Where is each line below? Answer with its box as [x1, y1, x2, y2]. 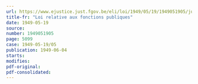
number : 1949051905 [6, 31, 54, 37]
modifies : [6, 58, 31, 64]
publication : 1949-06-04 [6, 47, 67, 53]
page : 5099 [6, 36, 33, 42]
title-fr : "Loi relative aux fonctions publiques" [6, 14, 133, 20]
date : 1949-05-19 [6, 20, 49, 25]
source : [6, 25, 25, 31]
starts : [6, 53, 25, 59]
